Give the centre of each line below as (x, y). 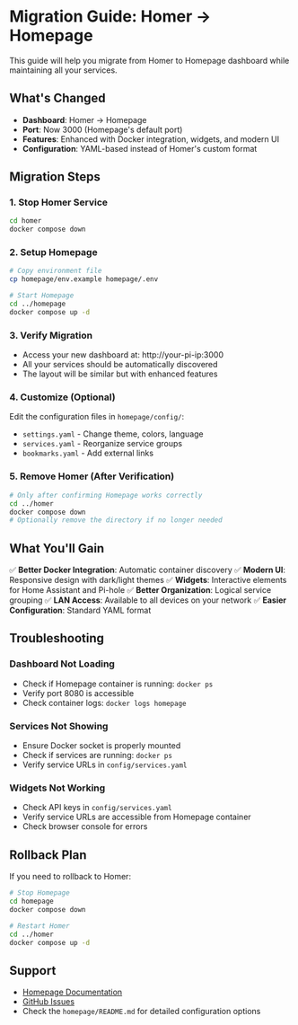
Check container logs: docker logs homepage (104, 702)
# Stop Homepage (39, 893)
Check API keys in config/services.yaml (97, 808)
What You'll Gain (57, 548)
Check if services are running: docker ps (97, 755)
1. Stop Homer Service (59, 202)
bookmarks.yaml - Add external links (88, 453)
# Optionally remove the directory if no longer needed (116, 520)
